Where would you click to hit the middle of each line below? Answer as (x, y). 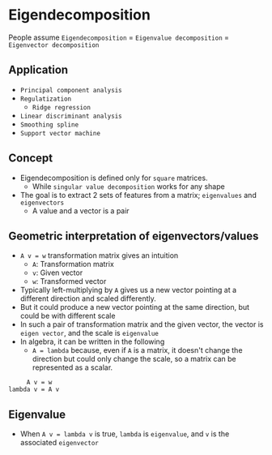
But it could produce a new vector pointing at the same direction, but (134, 307)
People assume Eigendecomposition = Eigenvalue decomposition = (119, 37)
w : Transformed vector (69, 281)
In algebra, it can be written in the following (92, 341)
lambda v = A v (34, 390)
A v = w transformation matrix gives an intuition (99, 255)
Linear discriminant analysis (71, 116)
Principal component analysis (71, 90)
